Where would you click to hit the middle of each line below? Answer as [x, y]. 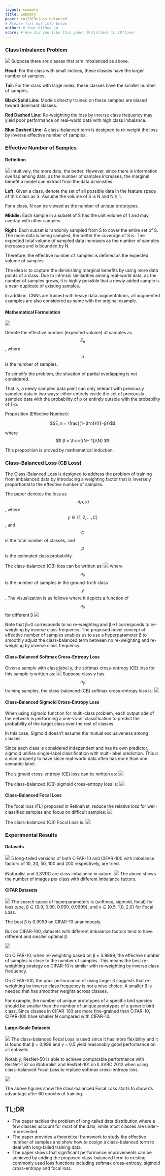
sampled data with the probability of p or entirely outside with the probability [83, 399]
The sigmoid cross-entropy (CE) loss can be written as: [61, 774]
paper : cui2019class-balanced [36, 19]
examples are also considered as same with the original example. [71, 301]
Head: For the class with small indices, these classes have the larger [75, 71]
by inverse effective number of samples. [46, 135]
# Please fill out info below [36, 23]
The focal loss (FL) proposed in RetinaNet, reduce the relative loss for [76, 806]
